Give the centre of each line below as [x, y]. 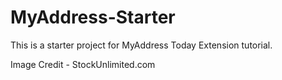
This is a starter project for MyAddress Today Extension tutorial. [141, 45]
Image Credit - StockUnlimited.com [83, 64]
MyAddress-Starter [93, 17]
